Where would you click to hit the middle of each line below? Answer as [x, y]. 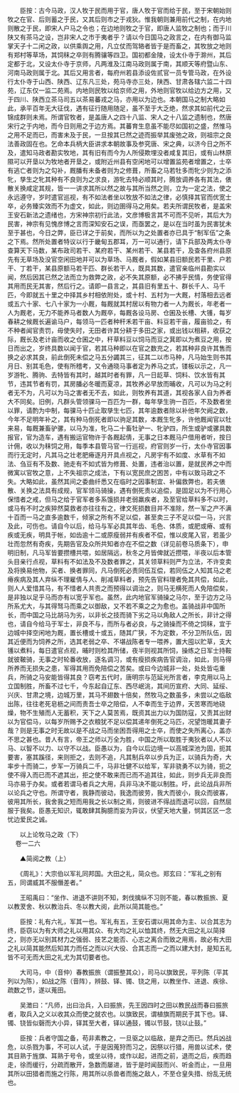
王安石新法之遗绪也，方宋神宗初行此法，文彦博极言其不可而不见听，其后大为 [119, 215]
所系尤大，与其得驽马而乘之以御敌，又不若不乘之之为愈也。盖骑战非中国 [113, 606]
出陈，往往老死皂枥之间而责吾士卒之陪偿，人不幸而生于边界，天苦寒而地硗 [116, 704]
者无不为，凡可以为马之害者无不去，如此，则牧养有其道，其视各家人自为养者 [119, 393]
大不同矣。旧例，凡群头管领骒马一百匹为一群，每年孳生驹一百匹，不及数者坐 [119, 401]
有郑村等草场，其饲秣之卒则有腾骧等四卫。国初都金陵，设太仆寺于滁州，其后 [119, 55]
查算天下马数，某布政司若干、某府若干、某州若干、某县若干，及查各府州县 [116, 250]
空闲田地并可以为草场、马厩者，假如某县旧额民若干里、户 [141, 259]
